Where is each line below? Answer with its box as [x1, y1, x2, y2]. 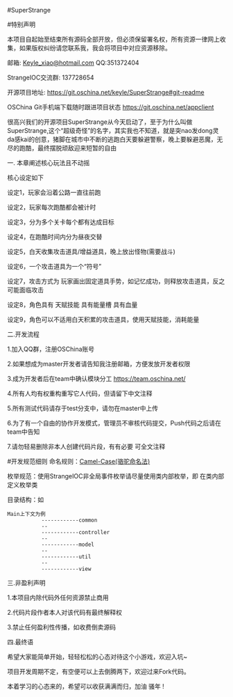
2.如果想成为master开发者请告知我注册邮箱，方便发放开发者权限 [7, 360, 191, 368]
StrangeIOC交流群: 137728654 [7, 73, 95, 81]
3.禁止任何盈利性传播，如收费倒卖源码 [7, 623, 116, 631]
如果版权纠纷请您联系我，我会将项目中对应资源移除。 [19, 44, 171, 52]
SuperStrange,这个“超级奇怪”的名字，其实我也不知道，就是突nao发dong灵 [7, 127, 219, 134]
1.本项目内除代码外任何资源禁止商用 [7, 593, 109, 602]
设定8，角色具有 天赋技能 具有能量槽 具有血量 [7, 301, 138, 308]
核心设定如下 [7, 173, 44, 182]
